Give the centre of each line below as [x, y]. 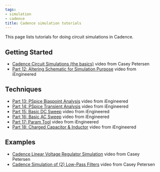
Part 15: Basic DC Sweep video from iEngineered [61, 111]
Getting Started [29, 52]
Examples [20, 142]
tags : [10, 9]
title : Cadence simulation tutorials [43, 23]
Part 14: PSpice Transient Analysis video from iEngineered [70, 106]
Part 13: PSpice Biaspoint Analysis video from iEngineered [70, 101]
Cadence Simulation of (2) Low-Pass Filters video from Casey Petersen [83, 164]
